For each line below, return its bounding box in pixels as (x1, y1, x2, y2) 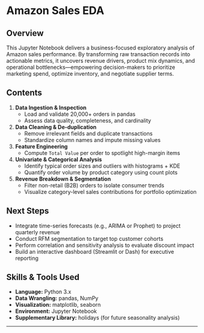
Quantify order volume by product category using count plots (24, 168, 178, 176)
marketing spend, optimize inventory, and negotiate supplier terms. (6, 70, 174, 77)
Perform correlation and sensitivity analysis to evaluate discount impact (15, 242, 194, 249)
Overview (6, 28, 44, 38)
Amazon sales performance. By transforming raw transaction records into (6, 51, 191, 58)
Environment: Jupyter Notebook (15, 307, 97, 315)
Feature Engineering (15, 143, 68, 150)
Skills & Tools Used (6, 272, 80, 282)
